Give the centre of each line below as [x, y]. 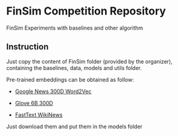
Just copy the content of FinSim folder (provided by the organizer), [90, 61]
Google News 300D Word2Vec [53, 91]
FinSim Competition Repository [86, 11]
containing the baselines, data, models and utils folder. [74, 68]
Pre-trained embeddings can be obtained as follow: [70, 79]
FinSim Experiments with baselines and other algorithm [75, 28]
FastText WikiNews [39, 115]
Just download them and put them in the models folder [75, 126]
